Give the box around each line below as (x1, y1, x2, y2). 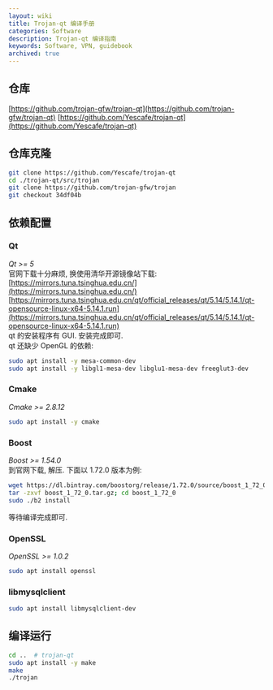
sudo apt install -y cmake (8, 417, 100, 426)
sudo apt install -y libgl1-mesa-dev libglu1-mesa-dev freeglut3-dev (8, 364, 249, 373)
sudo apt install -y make (8, 658, 96, 666)
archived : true (8, 50, 60, 58)
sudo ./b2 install (8, 496, 71, 504)
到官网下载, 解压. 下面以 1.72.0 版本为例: (8, 465, 142, 475)
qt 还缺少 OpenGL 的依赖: (8, 340, 94, 350)
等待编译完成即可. (8, 512, 68, 522)
